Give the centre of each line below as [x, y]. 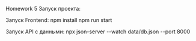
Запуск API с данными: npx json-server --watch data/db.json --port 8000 [98, 31]
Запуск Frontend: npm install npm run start [59, 20]
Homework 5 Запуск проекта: [43, 9]
